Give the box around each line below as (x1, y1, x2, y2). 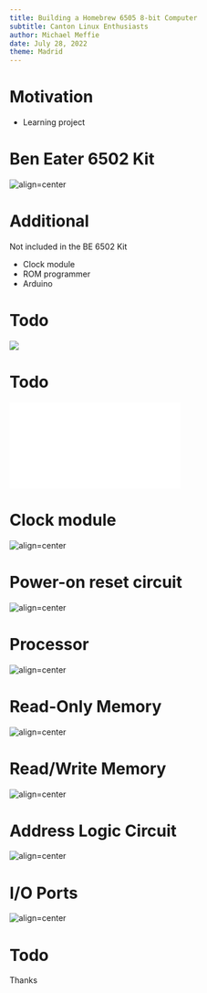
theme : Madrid (9, 47, 64, 57)
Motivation (9, 87, 94, 108)
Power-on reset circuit (9, 571, 182, 592)
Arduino (22, 277, 53, 288)
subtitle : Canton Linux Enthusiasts (9, 22, 149, 31)
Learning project (22, 117, 85, 128)
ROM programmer (22, 268, 91, 279)
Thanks (9, 975, 38, 986)
